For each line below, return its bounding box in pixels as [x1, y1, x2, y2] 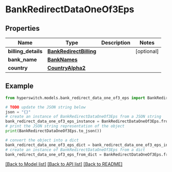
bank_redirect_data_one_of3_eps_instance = [5, 119, 100, 124]
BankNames [47, 56, 78, 63]
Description [101, 39, 131, 46]
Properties [5, 24, 40, 33]
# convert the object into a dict [5, 137, 79, 143]
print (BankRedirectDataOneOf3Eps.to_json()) [5, 128, 102, 134]
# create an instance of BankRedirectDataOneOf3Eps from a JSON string [5, 114, 161, 119]
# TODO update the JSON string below [5, 104, 86, 110]
